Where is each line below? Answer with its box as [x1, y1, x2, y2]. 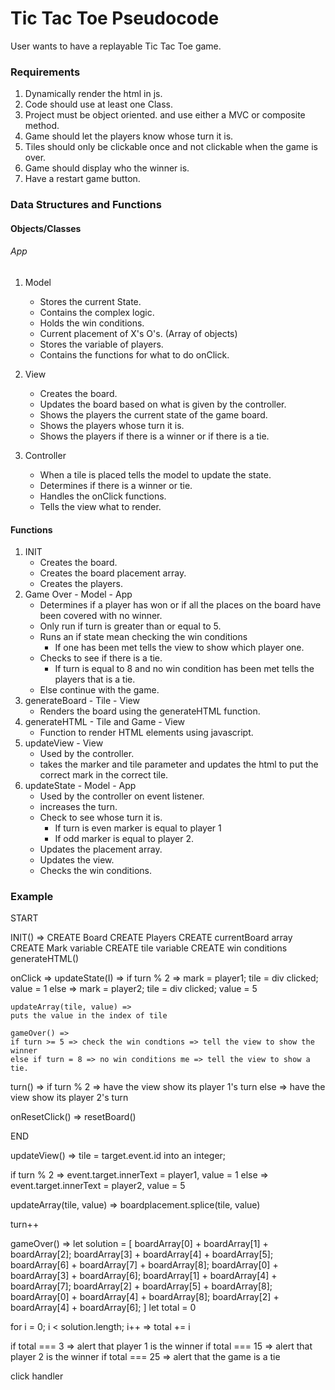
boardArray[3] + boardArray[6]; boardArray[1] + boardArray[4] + [10, 1270, 278, 1282]
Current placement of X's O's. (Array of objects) [39, 327, 238, 339]
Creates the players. [39, 578, 123, 590]
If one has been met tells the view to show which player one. [54, 642, 305, 654]
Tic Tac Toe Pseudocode [10, 7, 220, 30]
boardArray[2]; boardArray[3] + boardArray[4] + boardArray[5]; [10, 1248, 274, 1261]
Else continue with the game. [39, 684, 160, 696]
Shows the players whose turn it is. [39, 419, 185, 431]
